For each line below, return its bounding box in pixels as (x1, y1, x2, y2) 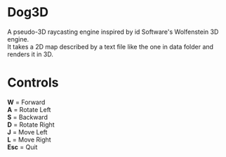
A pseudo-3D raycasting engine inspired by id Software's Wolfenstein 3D (7, 27, 219, 36)
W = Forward (7, 98, 46, 106)
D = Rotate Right (7, 120, 55, 129)
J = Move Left (7, 127, 48, 136)
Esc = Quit (7, 142, 38, 151)
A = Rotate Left (7, 105, 51, 113)
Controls (7, 75, 59, 91)
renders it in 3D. (7, 50, 54, 58)
